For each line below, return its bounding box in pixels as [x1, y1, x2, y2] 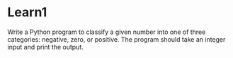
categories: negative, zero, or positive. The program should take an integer [7, 35, 226, 43]
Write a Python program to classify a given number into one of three [7, 28, 206, 36]
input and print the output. [7, 42, 84, 51]
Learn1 [7, 4, 47, 21]
